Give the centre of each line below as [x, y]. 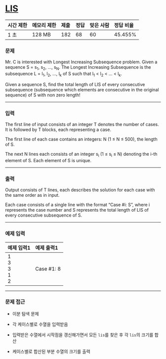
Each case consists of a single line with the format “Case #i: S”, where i [78, 205]
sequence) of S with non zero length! [43, 95]
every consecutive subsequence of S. [44, 215]
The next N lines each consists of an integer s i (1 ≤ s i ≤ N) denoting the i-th [81, 155]
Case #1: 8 [48, 269]
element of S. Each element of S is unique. [48, 160]
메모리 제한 [44, 25]
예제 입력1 [19, 248]
